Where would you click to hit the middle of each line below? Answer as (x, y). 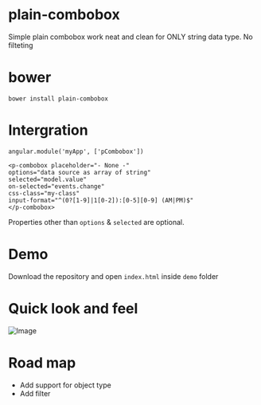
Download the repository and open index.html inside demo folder (113, 276)
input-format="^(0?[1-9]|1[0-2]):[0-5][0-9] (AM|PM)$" (101, 200)
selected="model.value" (48, 179)
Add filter (35, 393)
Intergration (49, 130)
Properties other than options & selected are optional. (96, 222)
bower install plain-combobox (58, 98)
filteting (21, 45)
